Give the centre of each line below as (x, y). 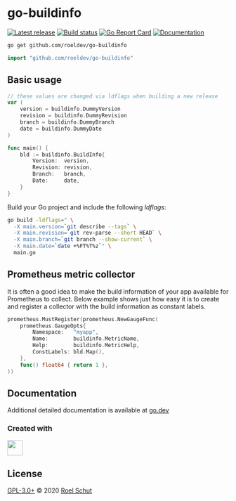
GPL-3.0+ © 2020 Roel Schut (50, 490)
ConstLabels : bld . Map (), (69, 352)
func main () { (28, 148)
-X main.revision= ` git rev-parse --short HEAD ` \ (87, 233)
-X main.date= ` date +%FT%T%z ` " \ (63, 246)
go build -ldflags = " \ (40, 220)
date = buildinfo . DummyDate (61, 129)
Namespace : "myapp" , (66, 332)
